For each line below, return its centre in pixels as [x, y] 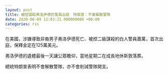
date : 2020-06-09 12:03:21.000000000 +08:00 [52, 19]
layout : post [19, 10]
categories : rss [22, 24]
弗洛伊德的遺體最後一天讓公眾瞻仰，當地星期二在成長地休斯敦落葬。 [75, 56]
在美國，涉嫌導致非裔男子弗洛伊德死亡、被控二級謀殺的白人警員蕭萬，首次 [82, 39]
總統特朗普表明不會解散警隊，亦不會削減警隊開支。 [58, 66]
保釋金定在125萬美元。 [37, 45]
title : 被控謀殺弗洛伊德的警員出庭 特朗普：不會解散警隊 [58, 15]
